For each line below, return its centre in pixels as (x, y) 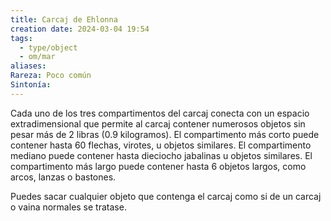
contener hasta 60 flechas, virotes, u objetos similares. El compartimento (161, 145)
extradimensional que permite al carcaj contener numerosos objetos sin (158, 123)
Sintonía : (31, 85)
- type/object (48, 47)
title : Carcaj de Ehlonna (64, 19)
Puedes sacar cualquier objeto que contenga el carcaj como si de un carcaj (166, 196)
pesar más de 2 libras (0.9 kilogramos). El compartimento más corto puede (165, 134)
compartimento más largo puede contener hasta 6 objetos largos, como (158, 166)
